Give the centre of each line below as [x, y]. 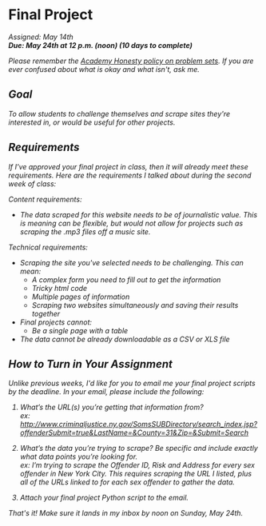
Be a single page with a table [80, 330]
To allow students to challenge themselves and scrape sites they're [119, 114]
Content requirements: [45, 199]
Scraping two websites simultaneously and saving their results [135, 305]
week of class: [32, 183]
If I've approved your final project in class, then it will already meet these [129, 166]
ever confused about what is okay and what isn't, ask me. [104, 69]
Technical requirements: [48, 247]
